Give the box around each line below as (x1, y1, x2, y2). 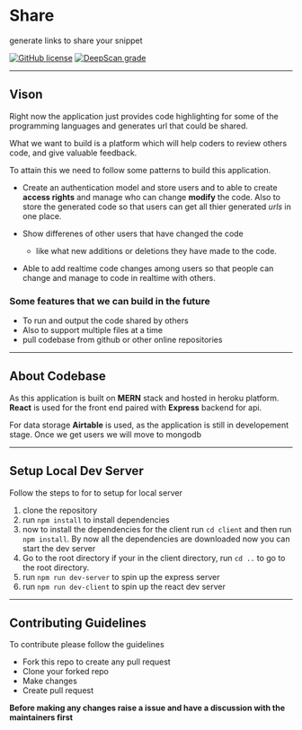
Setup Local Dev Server (9, 463, 144, 479)
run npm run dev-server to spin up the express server (22, 571, 220, 582)
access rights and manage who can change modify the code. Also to (22, 191, 281, 202)
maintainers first (9, 712, 74, 723)
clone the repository (22, 505, 98, 515)
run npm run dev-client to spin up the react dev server (22, 581, 226, 592)
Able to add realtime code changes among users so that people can (22, 262, 274, 274)
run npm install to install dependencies (22, 514, 170, 525)
